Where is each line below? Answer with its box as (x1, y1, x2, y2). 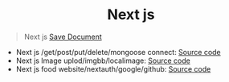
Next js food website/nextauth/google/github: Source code (15, 64, 211, 73)
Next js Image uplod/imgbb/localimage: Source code (15, 56, 190, 65)
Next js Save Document (23, 32, 102, 41)
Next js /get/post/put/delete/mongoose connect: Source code (15, 47, 221, 57)
